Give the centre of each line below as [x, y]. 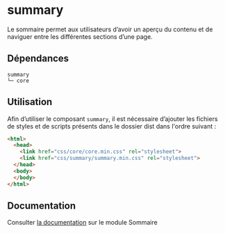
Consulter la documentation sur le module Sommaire [82, 223]
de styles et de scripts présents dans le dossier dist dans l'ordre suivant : [112, 126]
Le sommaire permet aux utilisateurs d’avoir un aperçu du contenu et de [110, 29]
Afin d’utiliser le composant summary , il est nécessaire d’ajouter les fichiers [112, 119]
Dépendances [38, 59]
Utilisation [30, 102]
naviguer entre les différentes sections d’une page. [80, 36]
